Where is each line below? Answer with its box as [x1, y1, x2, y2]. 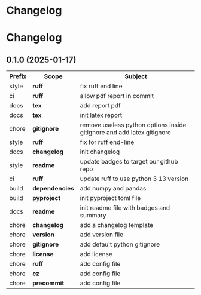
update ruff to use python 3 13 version [80, 174, 189, 183]
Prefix [9, 72, 27, 81]
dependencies [32, 185, 75, 193]
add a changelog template [80, 221, 154, 229]
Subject [124, 72, 148, 81]
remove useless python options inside [80, 121, 187, 129]
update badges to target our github [80, 158, 178, 166]
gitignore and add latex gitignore [80, 128, 172, 137]
